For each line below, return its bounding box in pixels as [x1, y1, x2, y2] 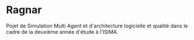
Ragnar [6, 3, 42, 17]
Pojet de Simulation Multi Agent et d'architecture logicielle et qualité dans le [6, 22, 188, 29]
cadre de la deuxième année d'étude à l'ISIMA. [6, 28, 119, 35]
